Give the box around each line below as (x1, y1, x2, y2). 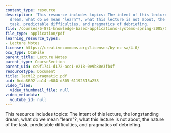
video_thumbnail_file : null (10, 87, 70, 93)
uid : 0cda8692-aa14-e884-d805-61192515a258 (5, 78, 99, 83)
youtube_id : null (10, 97, 47, 102)
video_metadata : (5, 92, 40, 97)
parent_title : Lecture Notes (5, 54, 67, 60)
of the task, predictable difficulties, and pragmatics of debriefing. (5, 122, 142, 128)
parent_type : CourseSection (5, 59, 65, 64)
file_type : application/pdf (5, 31, 65, 36)
